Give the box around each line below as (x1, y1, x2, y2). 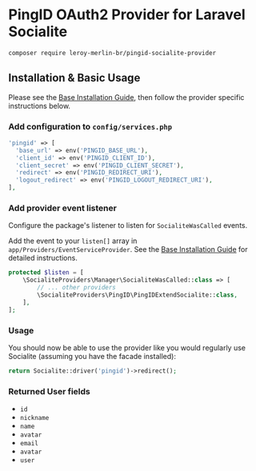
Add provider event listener (8, 202, 118, 214)
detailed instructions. (8, 253, 78, 263)
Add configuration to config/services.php (8, 121, 173, 132)
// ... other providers (37, 284, 116, 292)
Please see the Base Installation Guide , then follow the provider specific (8, 92, 245, 102)
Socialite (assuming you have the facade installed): (8, 351, 176, 361)
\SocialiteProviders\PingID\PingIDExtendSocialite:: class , (37, 290, 238, 299)
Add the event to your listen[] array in (8, 236, 138, 245)
